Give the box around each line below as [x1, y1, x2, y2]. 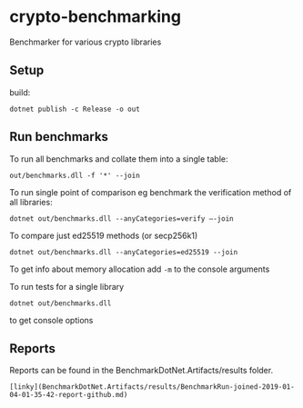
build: [9, 86, 31, 97]
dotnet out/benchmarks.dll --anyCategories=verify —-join [9, 214, 234, 224]
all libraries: [9, 196, 53, 207]
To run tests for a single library [9, 281, 125, 292]
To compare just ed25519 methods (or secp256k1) [9, 230, 198, 241]
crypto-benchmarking [9, 6, 182, 27]
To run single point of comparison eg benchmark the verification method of [9, 186, 292, 197]
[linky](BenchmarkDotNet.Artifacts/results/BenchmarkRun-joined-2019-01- [9, 383, 296, 392]
